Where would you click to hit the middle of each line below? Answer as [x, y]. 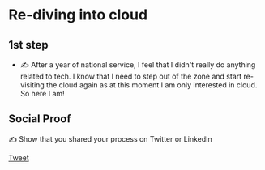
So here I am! [42, 93]
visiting [32, 85]
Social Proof [40, 119]
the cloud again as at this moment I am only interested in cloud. [152, 85]
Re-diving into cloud [78, 15]
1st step [28, 45]
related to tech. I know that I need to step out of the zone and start [131, 76]
